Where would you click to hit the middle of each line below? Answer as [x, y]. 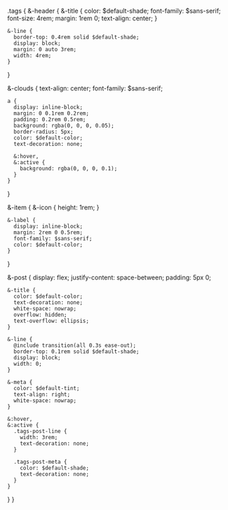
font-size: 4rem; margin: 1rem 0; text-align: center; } [82, 18]
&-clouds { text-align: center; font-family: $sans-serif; [85, 88]
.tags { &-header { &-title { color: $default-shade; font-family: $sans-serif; [114, 11]
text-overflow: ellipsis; [52, 321]
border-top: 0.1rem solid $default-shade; [76, 352]
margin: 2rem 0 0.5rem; [48, 233]
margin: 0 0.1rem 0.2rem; [52, 113]
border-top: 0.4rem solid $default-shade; [76, 37]
